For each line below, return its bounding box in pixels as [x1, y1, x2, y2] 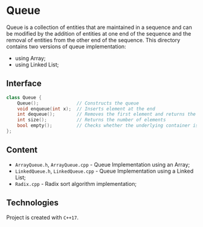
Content [6, 145, 38, 155]
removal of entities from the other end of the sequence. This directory [6, 36, 181, 43]
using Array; [14, 54, 46, 62]
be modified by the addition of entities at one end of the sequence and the [6, 30, 192, 37]
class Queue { [6, 94, 42, 100]
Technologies [6, 197, 59, 208]
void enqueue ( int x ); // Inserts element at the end [17, 106, 155, 112]
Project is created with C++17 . [6, 214, 79, 221]
